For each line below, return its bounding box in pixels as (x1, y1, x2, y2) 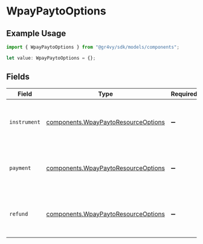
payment (9, 164, 31, 171)
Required (170, 89, 198, 98)
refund (9, 210, 28, 217)
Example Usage (6, 28, 66, 39)
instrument (9, 119, 40, 125)
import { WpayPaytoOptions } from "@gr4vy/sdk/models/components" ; (6, 44, 180, 50)
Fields (6, 72, 30, 82)
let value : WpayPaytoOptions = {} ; (6, 55, 96, 61)
